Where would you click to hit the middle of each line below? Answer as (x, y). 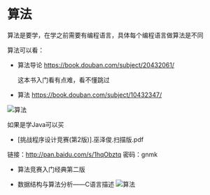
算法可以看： (26, 50)
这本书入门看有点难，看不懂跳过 (63, 80)
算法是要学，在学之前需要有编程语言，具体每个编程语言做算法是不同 (105, 35)
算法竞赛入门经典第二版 (51, 169)
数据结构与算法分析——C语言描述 (66, 184)
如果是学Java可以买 (36, 124)
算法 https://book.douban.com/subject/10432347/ (90, 95)
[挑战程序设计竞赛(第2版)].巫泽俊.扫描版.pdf (80, 139)
